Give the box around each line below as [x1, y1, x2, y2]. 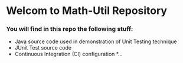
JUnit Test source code [14, 44, 72, 51]
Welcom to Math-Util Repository [6, 4, 167, 17]
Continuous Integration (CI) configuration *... [14, 51, 123, 58]
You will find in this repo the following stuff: [6, 25, 133, 33]
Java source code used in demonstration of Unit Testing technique [14, 38, 177, 45]
